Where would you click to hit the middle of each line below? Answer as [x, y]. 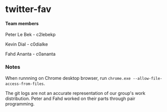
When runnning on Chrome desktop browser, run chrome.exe [68, 78]
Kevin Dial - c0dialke [26, 44]
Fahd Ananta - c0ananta [31, 54]
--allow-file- [148, 78]
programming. [20, 103]
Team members [22, 23]
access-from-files [24, 84]
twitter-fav [28, 9]
